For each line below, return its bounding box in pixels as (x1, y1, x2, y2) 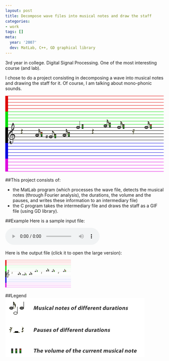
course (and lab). (5, 65, 41, 71)
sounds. (5, 85, 22, 92)
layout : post (5, 8, 33, 13)
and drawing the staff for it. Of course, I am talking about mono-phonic (5, 80, 152, 86)
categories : (5, 19, 30, 24)
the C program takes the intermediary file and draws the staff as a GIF (12, 203, 157, 209)
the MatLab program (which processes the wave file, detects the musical (12, 187, 164, 193)
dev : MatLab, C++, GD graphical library (10, 45, 96, 50)
